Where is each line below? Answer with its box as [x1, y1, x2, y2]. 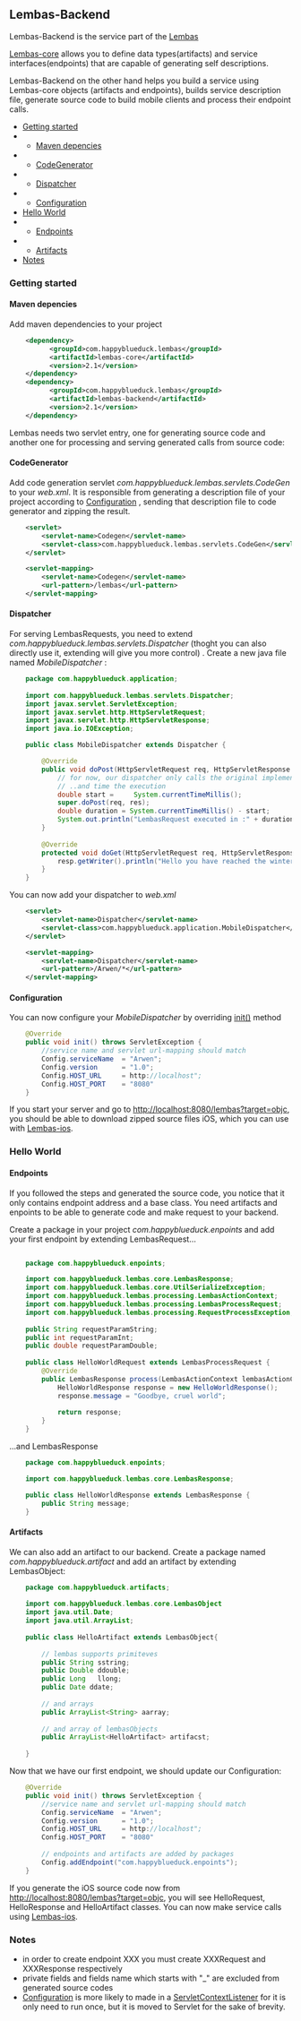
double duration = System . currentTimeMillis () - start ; [56, 806, 271, 816]
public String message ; [41, 1499, 130, 1508]
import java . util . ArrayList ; [25, 1616, 134, 1625]
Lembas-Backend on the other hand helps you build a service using [9, 75, 260, 86]
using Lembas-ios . [9, 1911, 78, 1922]
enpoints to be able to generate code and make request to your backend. [9, 1207, 279, 1217]
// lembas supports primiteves [41, 1649, 159, 1658]
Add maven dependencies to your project [9, 318, 163, 330]
